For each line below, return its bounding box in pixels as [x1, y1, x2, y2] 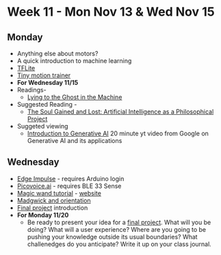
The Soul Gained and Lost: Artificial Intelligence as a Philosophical [27, 107, 214, 116]
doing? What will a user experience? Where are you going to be [27, 225, 207, 233]
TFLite [16, 64, 36, 72]
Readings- [16, 86, 47, 94]
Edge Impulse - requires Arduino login [16, 174, 125, 183]
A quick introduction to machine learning [16, 57, 132, 65]
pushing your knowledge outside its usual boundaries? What [27, 232, 198, 241]
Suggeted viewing [16, 122, 68, 130]
